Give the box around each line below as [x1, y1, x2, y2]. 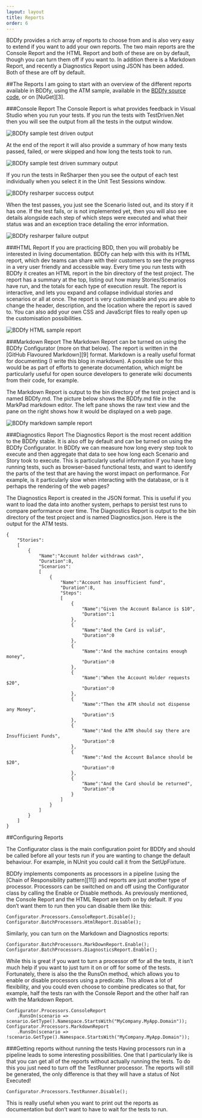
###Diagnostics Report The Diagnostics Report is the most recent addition [6, 431, 191, 439]
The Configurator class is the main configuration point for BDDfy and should [6, 846, 195, 853]
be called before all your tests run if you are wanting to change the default [6, 852, 191, 860]
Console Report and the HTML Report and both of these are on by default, [6, 50, 191, 57]
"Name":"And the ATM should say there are [81, 728, 190, 734]
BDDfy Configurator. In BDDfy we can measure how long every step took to [6, 444, 194, 452]
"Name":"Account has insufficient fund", [60, 579, 166, 586]
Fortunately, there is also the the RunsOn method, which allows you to [6, 970, 180, 978]
